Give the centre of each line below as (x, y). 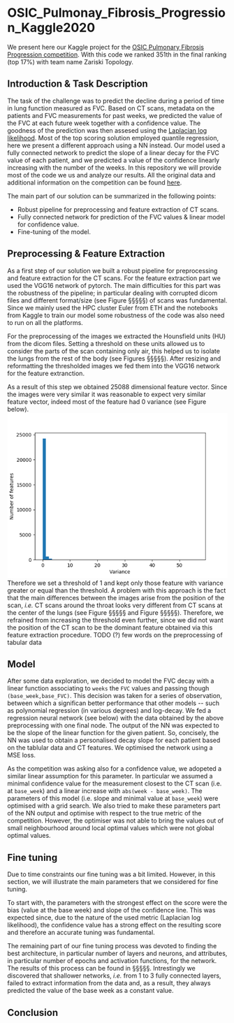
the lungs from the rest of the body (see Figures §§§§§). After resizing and (114, 358)
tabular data (24, 642)
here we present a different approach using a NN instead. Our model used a (116, 145)
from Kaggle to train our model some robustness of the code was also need (116, 315)
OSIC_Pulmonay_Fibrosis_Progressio (116, 13)
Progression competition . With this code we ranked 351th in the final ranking (117, 55)
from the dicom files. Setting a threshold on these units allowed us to (106, 343)
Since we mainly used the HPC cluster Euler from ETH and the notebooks (113, 307)
